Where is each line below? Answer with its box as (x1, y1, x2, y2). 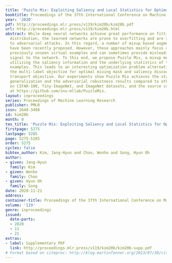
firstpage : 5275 (5, 126, 40, 131)
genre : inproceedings (5, 207, 52, 212)
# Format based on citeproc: (5, 250, 68, 255)
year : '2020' (5, 17, 33, 22)
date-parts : (10, 217, 36, 222)
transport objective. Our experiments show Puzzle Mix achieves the (10, 74, 159, 79)
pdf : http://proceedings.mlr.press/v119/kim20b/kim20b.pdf (5, 21, 134, 27)
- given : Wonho (5, 169, 38, 174)
